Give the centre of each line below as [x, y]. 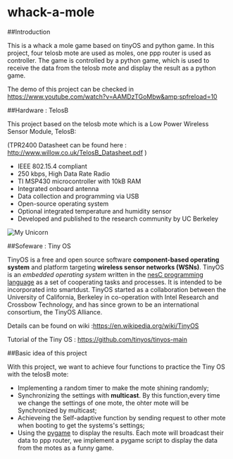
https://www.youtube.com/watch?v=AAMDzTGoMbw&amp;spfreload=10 [112, 97]
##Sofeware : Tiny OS [39, 246]
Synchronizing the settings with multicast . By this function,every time [119, 395]
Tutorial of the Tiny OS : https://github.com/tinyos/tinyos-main [97, 339]
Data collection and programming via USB [78, 196]
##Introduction [29, 32]
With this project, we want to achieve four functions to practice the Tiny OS [116, 367]
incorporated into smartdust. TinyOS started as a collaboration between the [117, 289]
